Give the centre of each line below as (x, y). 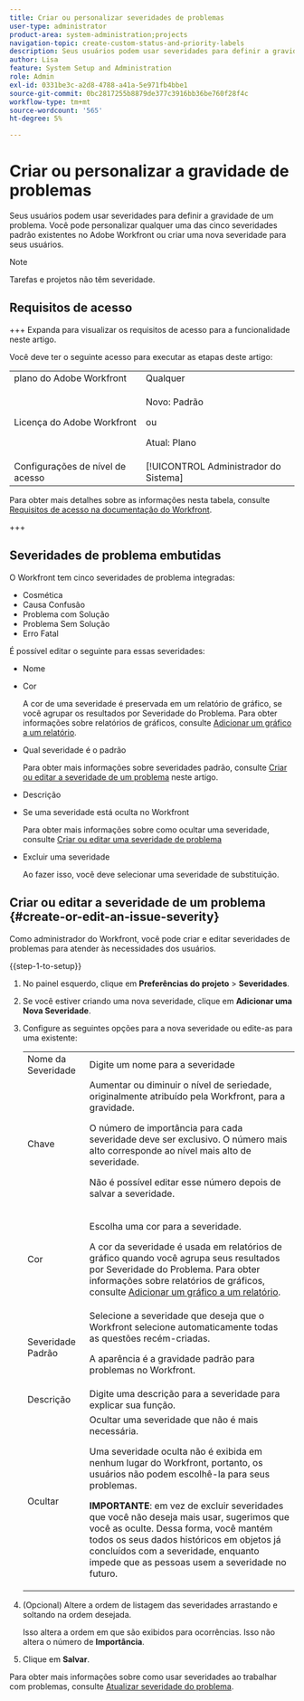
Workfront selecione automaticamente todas (184, 1326)
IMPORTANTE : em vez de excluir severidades (186, 1506)
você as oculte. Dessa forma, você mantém (181, 1528)
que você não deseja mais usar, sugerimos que (189, 1516)
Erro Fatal (40, 633)
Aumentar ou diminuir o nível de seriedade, (180, 1085)
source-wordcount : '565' (56, 110)
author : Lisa (34, 60)
